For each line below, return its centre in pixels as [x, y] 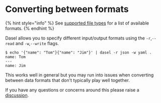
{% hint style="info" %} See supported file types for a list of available [77, 23]
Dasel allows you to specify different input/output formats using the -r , [78, 38]
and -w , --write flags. [37, 43]
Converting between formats [67, 9]
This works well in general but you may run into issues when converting [79, 75]
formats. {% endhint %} [30, 28]
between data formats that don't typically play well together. [67, 80]
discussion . [17, 95]
